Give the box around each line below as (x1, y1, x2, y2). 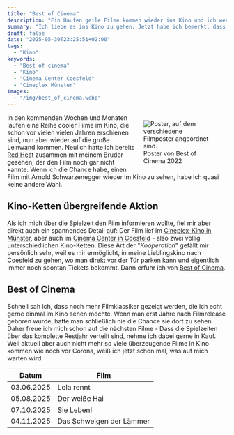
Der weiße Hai (57, 393, 104, 403)
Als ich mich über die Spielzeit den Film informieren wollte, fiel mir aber (7, 219, 211, 227)
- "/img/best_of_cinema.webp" (13, 95, 101, 102)
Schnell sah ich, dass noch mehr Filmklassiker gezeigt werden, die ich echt (7, 302, 223, 310)
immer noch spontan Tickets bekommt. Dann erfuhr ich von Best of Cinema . (7, 263, 226, 272)
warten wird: (7, 353, 44, 362)
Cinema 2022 (143, 157, 182, 165)
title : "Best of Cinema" (7, 10, 79, 17)
